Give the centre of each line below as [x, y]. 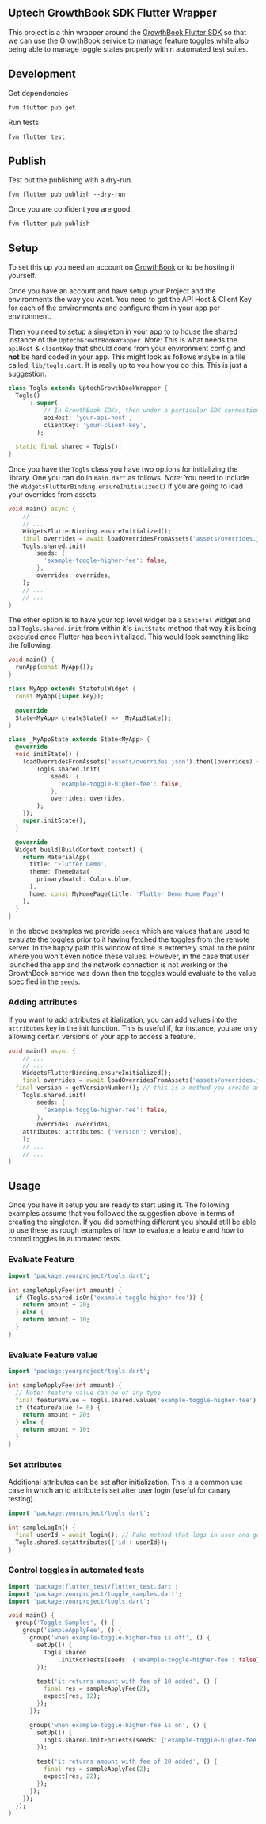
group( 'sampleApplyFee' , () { [72, 1631]
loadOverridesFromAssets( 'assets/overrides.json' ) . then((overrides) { [141, 762]
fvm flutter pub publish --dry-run [67, 195]
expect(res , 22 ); [72, 1776]
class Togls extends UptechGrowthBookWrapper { [88, 388]
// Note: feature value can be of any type [88, 1393]
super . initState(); [55, 820]
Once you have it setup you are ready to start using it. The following [119, 1205]
